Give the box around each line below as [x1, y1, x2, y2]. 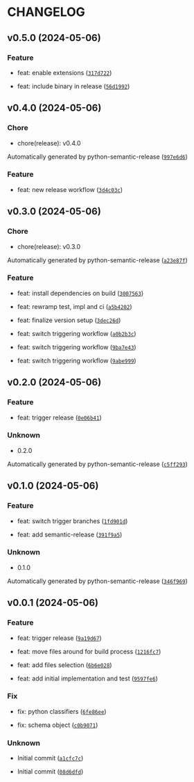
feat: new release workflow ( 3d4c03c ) [17, 185, 123, 193]
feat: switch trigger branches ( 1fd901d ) [17, 516, 128, 525]
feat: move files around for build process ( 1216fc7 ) [17, 647, 161, 655]
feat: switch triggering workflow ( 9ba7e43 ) [17, 342, 136, 351]
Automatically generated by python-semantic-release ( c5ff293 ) [7, 460, 188, 468]
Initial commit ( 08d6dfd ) [17, 767, 84, 776]
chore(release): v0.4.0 [17, 138, 81, 147]
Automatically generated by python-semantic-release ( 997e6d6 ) [7, 152, 188, 161]
